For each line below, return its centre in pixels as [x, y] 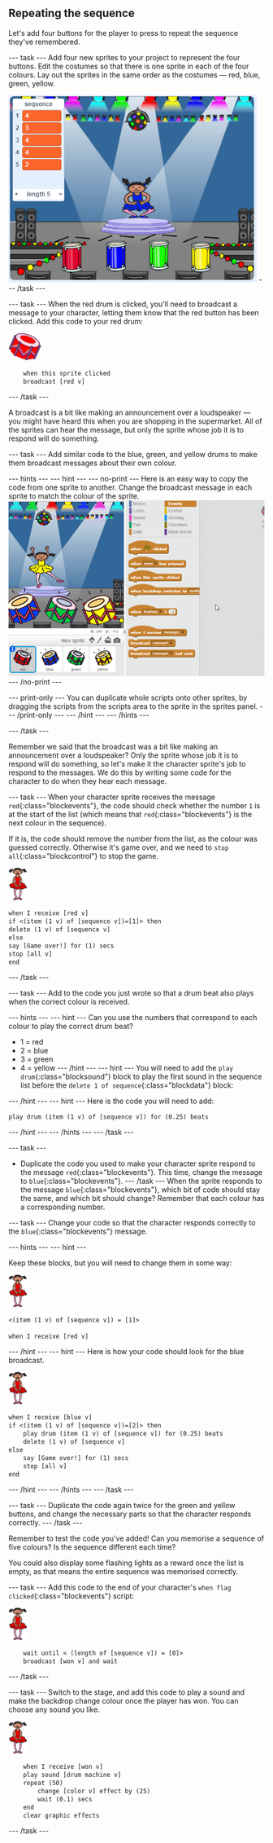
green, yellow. [32, 83]
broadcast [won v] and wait [70, 1661]
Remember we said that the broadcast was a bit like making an [113, 747]
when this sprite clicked [67, 373]
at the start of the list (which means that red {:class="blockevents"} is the [130, 815]
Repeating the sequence [72, 13]
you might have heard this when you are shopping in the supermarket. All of [135, 421]
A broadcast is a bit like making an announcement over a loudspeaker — [130, 412]
